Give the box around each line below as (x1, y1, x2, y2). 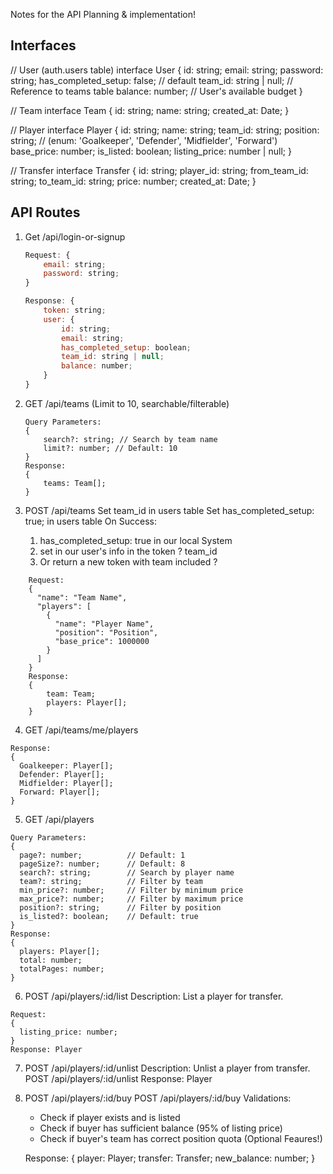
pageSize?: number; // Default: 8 (19, 859, 186, 869)
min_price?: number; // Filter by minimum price (19, 885, 244, 895)
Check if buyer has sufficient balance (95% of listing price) (39, 1122, 283, 1134)
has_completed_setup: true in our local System (39, 534, 233, 546)
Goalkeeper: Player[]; (19, 760, 114, 771)
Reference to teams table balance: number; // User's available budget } (10, 85, 303, 97)
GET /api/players (24, 813, 95, 825)
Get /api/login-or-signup (24, 230, 126, 243)
